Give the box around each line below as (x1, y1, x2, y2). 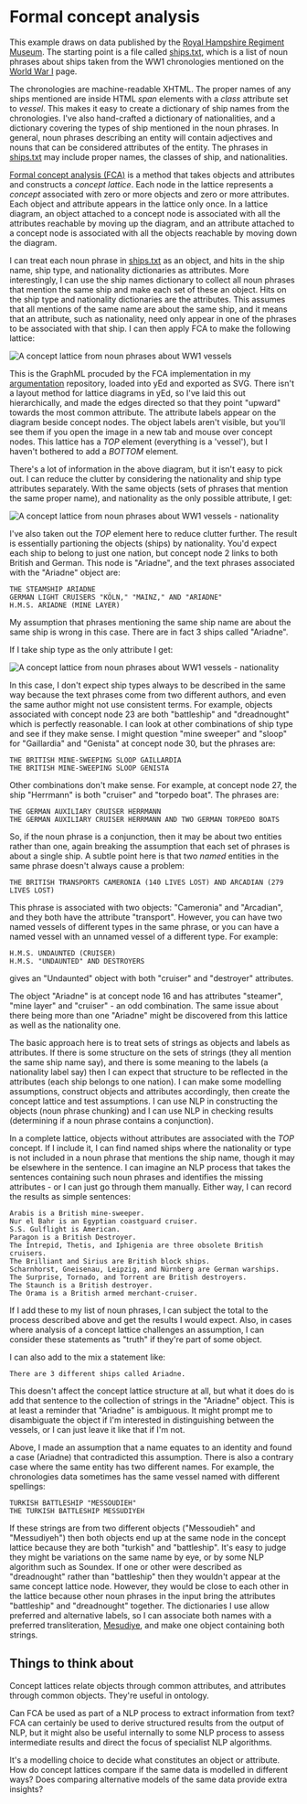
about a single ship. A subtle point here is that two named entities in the (9, 850, 280, 861)
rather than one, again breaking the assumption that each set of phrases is (9, 840, 291, 851)
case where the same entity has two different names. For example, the (9, 1461, 275, 1472)
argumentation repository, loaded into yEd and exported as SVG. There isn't (9, 378, 295, 389)
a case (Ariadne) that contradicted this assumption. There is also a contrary (9, 1451, 294, 1462)
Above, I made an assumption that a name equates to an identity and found (9, 1442, 292, 1453)
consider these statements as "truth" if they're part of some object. (9, 1333, 262, 1345)
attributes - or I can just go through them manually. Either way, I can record (9, 1181, 292, 1192)
